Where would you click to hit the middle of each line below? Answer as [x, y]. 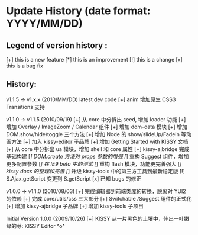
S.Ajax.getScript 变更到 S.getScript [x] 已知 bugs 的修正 [74, 178]
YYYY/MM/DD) [44, 23]
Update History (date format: [78, 11]
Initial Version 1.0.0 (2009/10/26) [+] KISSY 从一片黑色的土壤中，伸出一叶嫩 [98, 218]
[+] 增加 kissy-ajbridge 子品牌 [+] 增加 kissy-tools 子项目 [75, 206]
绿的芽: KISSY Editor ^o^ [35, 226]
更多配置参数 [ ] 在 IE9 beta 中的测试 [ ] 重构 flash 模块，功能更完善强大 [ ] [94, 163]
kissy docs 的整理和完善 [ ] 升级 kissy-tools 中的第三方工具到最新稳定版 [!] [95, 171]
